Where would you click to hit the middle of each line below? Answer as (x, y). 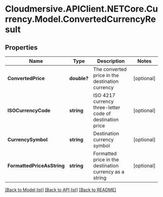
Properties (21, 47)
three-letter (106, 107)
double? (79, 78)
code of (102, 114)
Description (111, 61)
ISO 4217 (104, 95)
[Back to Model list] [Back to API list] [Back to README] (61, 190)
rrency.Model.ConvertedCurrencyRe (81, 19)
